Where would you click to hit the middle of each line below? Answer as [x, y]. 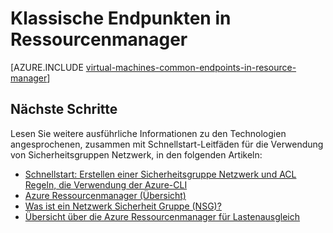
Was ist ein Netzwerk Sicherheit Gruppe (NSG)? [123, 206]
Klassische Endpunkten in [121, 18]
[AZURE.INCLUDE [47, 67]
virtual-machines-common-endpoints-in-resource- [191, 67]
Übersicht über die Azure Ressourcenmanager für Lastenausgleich [162, 216]
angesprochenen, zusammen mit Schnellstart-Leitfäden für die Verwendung [167, 144]
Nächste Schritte [64, 109]
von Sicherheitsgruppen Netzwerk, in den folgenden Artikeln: [136, 154]
